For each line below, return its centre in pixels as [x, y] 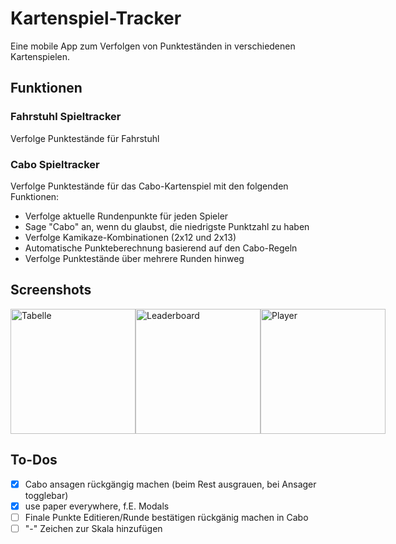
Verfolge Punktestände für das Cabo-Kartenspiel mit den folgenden [149, 186]
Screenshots [51, 290]
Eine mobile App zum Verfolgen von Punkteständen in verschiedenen [153, 46]
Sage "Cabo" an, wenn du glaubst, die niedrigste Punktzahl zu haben [167, 226]
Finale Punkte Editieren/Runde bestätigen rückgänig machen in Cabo [166, 517]
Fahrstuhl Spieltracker [66, 117]
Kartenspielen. [40, 56]
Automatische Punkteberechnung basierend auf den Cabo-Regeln [161, 248]
